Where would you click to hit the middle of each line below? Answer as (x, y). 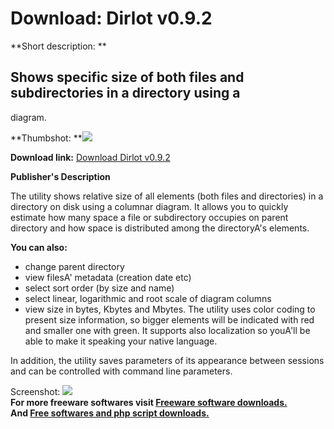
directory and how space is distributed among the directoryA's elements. (160, 228)
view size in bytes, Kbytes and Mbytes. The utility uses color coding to (170, 309)
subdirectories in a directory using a (125, 93)
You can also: (39, 247)
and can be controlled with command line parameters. (121, 371)
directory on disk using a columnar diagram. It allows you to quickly (149, 206)
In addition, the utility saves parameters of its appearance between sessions (167, 360)
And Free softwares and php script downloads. (110, 413)
